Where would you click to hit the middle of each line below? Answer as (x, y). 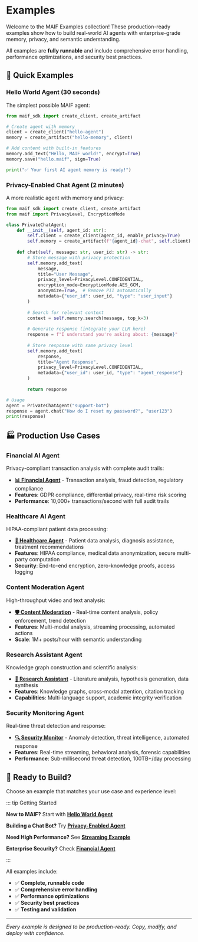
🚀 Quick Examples (40, 75)
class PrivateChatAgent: (37, 225)
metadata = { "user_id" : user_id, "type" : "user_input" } (105, 296)
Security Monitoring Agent (45, 713)
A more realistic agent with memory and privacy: (65, 198)
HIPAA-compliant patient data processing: (57, 529)
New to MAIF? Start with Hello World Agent (60, 814)
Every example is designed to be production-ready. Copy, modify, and (91, 927)
